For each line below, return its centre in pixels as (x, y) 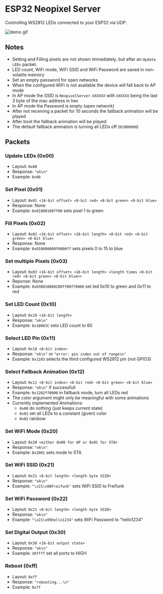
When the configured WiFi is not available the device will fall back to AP (84, 85)
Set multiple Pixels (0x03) (36, 261)
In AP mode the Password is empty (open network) (63, 106)
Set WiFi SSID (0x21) (30, 465)
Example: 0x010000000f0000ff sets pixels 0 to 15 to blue (67, 249)
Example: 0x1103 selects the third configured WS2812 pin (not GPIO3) (82, 359)
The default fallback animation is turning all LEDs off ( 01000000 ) (75, 127)
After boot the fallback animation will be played (59, 121)
